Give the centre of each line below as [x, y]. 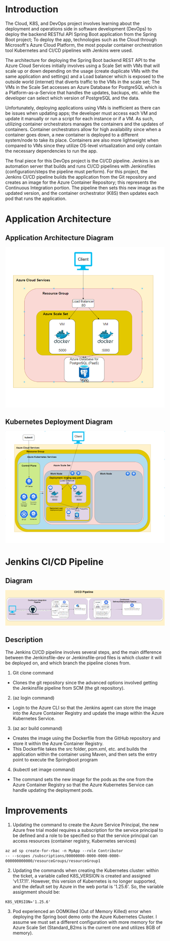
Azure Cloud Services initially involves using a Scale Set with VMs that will [83, 65]
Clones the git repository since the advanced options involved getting [85, 682]
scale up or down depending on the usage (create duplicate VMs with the [82, 71]
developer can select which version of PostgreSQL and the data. [73, 98]
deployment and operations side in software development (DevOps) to [78, 28]
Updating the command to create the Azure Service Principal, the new [86, 825]
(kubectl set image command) [44, 769]
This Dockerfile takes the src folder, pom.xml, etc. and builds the [80, 749]
